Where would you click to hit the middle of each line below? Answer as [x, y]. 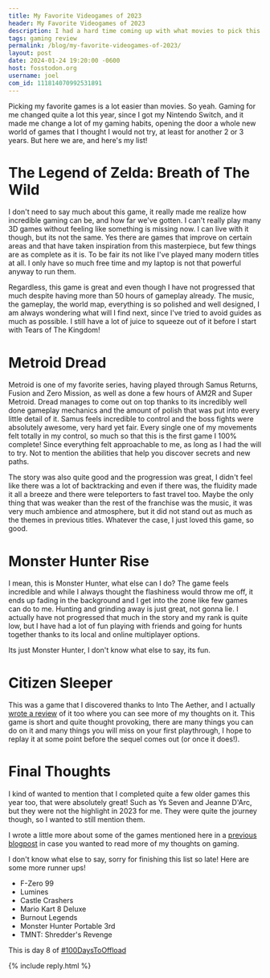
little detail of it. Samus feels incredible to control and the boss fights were [131, 419]
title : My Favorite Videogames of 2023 [75, 16]
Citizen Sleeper [61, 682]
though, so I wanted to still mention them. [77, 820]
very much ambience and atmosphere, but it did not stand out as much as [131, 512]
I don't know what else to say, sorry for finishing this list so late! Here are [129, 859]
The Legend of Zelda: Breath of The [129, 173]
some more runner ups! [47, 868]
